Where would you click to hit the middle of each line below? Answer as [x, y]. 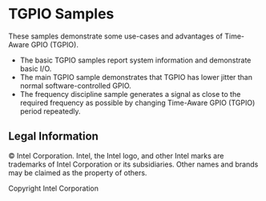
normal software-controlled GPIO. [76, 86]
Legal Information [53, 137]
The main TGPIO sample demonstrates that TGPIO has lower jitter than [136, 77]
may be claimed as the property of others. [78, 172]
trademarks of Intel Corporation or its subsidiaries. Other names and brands [133, 164]
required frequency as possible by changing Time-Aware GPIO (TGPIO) [137, 103]
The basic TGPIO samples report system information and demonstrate [135, 60]
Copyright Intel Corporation [53, 188]
